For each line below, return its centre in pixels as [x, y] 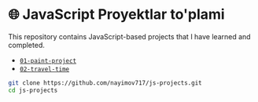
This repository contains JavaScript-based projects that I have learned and [129, 36]
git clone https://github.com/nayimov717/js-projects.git [105, 83]
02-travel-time [44, 69]
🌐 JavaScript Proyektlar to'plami [117, 15]
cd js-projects [33, 90]
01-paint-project [48, 60]
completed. [26, 45]
